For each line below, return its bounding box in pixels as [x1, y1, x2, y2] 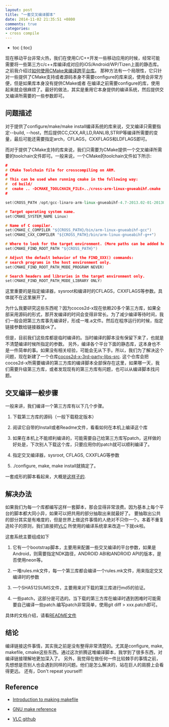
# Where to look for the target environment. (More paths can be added [5, 241, 158, 247]
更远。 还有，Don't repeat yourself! [9, 668, 83, 674]
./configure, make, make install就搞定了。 [12, 463, 99, 469]
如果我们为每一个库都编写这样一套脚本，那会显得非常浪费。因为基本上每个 [5, 504, 159, 510]
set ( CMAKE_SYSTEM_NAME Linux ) [5, 214, 69, 219]
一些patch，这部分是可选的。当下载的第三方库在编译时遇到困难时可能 [12, 595, 157, 601]
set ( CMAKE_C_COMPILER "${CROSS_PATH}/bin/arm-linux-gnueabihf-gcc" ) [5, 228, 152, 233]
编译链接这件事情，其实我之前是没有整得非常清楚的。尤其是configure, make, [5, 643, 163, 649]
